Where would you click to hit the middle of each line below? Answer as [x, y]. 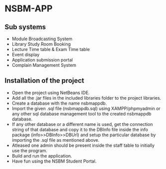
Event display [26, 55]
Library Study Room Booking [41, 44]
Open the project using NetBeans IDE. [51, 93]
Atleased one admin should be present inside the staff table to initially [83, 145]
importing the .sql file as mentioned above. [56, 140]
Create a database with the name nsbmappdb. [59, 103]
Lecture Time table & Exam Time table [51, 49]
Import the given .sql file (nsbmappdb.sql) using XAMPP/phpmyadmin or [86, 108]
